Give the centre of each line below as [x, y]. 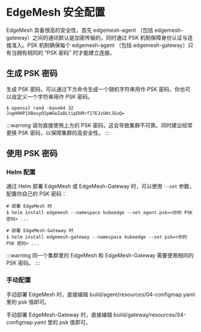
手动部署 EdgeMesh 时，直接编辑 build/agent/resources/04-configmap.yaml [100, 294]
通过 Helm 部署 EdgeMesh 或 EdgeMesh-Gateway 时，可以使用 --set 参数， [100, 186]
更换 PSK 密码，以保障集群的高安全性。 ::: [58, 132]
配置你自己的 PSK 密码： [37, 194]
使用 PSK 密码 [32, 154]
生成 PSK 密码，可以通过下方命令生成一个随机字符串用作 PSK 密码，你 [93, 89]
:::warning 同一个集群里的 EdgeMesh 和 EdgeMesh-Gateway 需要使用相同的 [100, 256]
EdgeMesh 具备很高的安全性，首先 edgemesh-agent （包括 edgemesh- [95, 30]
